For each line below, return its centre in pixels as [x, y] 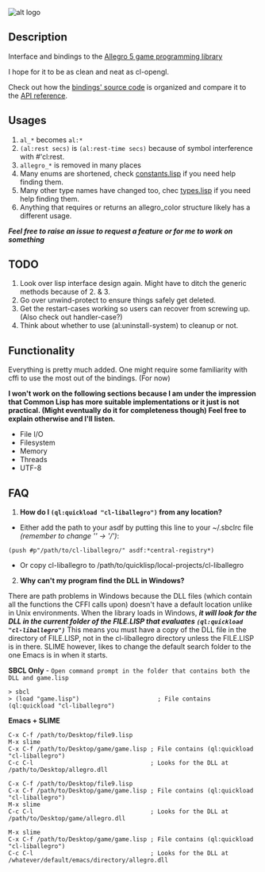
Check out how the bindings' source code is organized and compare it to [127, 87]
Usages [27, 120]
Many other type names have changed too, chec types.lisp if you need [135, 190]
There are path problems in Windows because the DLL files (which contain [130, 596]
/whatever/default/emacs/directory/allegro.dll [88, 860]
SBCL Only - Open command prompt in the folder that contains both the [129, 670]
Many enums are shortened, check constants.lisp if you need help [128, 173]
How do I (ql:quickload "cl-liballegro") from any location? [121, 512]
